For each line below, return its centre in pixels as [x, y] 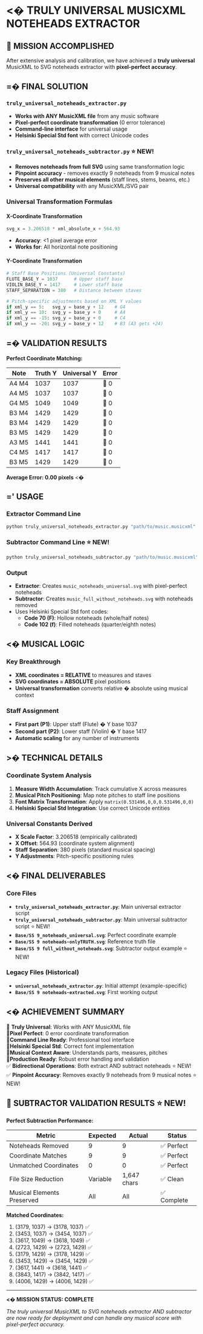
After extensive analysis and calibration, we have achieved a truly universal [101, 60]
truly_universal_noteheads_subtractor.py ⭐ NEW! [80, 151]
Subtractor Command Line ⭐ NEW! [58, 542]
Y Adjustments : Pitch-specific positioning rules [74, 856]
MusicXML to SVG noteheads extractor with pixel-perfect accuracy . [92, 67]
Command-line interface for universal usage [71, 129]
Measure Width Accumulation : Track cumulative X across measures [101, 789]
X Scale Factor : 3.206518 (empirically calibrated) [76, 836]
